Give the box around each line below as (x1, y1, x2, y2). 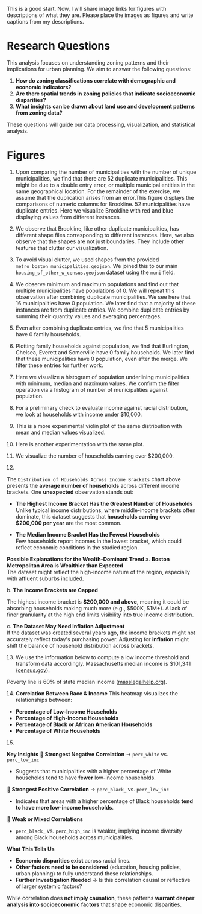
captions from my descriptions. (7, 18, 84, 25)
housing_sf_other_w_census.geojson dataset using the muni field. (15, 269, 176, 276)
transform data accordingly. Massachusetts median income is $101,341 (15, 660, 191, 667)
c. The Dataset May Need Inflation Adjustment (7, 622, 125, 630)
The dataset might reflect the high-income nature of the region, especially (7, 568, 190, 575)
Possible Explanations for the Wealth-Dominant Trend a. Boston (7, 555, 170, 563)
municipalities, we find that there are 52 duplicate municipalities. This (15, 174, 188, 182)
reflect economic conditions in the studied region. (15, 543, 139, 551)
